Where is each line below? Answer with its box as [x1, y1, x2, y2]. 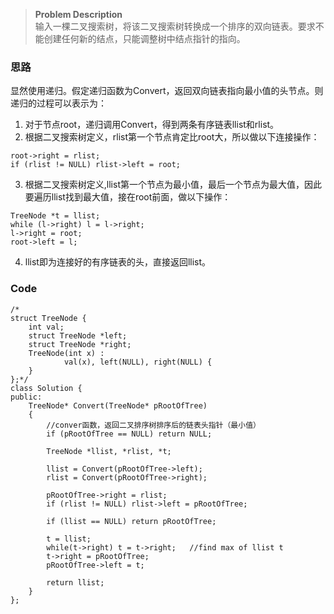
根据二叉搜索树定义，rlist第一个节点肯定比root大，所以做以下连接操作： [24, 131, 320, 143]
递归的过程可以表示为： [10, 97, 107, 109]
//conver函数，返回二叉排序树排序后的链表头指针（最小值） [46, 420, 261, 430]
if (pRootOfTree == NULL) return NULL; [46, 429, 213, 439]
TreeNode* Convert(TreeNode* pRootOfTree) [28, 400, 208, 411]
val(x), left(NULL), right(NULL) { [63, 357, 213, 367]
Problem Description [34, 9, 123, 20]
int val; [28, 322, 65, 332]
